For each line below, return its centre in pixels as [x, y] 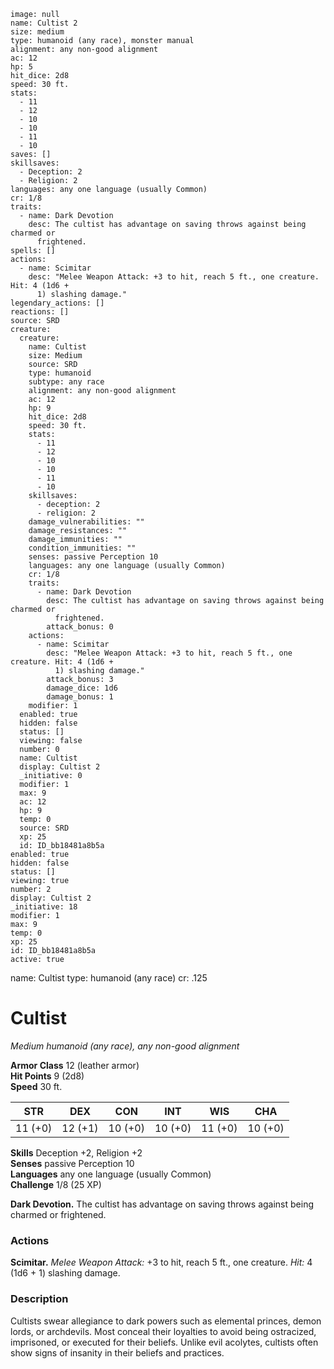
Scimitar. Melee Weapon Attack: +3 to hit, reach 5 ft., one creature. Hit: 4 [161, 1262]
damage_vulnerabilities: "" [86, 522]
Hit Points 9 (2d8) [47, 1076]
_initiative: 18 [44, 907]
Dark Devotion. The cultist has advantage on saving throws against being [162, 1204]
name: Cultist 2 [44, 23]
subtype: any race [66, 382]
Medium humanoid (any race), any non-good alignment [125, 1046]
